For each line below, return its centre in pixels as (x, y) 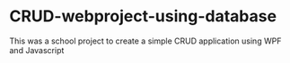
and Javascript (37, 50)
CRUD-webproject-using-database (143, 16)
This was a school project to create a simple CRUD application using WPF (145, 41)
